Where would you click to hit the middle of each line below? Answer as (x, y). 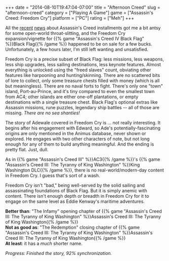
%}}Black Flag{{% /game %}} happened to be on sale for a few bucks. (79, 44)
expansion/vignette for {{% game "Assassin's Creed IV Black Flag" (75, 38)
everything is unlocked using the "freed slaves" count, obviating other (78, 70)
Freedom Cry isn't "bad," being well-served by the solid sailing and (75, 185)
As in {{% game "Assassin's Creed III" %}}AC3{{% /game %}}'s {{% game (83, 159)
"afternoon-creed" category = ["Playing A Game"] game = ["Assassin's (79, 13)
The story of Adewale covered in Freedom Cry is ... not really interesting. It (83, 123)
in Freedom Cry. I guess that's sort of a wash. (53, 176)
